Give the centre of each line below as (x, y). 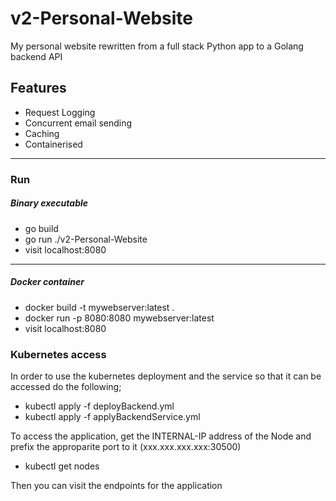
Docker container (47, 282)
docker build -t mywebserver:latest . (99, 307)
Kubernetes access (58, 354)
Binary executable (49, 203)
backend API (36, 56)
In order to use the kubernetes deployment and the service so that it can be (166, 376)
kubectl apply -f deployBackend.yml (99, 406)
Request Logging (60, 112)
